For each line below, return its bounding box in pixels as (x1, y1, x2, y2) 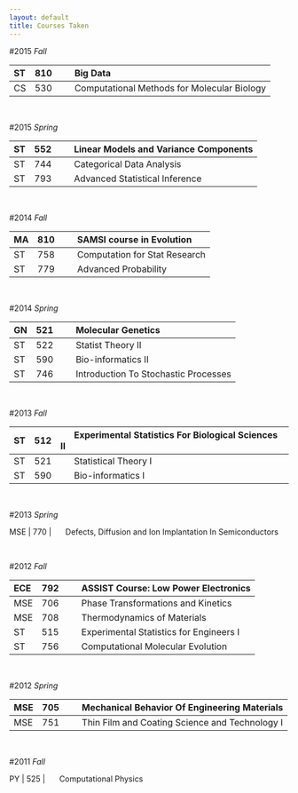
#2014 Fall (9, 212, 48, 223)
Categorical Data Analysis (74, 157, 182, 170)
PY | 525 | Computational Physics (9, 773, 144, 784)
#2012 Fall (9, 560, 47, 571)
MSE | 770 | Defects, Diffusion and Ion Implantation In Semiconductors (9, 526, 279, 537)
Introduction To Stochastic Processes (74, 368, 232, 380)
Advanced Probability (76, 263, 167, 275)
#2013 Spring (9, 509, 59, 519)
